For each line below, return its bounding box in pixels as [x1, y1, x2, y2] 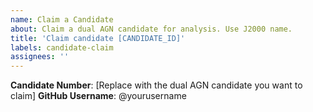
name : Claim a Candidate [10, 14, 114, 25]
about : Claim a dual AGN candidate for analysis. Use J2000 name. [10, 24, 293, 34]
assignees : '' [10, 52, 70, 62]
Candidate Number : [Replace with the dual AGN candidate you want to [10, 79, 303, 91]
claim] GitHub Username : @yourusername [10, 90, 187, 102]
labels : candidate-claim [10, 42, 114, 53]
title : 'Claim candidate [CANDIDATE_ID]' [10, 33, 186, 43]
